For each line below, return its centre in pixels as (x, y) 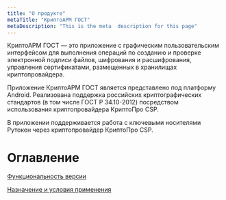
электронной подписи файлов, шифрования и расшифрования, (99, 60)
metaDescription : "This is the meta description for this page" (102, 26)
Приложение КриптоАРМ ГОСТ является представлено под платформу (112, 88)
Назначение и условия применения (59, 190)
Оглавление (43, 157)
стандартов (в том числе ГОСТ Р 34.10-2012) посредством (93, 102)
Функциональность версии (47, 176)
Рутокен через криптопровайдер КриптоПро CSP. (80, 130)
